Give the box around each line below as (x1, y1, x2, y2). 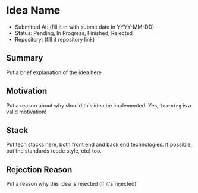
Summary (6, 53, 43, 63)
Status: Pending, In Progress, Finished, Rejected (14, 29, 133, 36)
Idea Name (6, 4, 61, 17)
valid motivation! (6, 108, 46, 115)
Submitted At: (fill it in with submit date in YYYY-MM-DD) (14, 23, 155, 30)
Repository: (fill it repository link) (14, 36, 95, 43)
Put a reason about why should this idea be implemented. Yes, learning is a (6, 102, 191, 109)
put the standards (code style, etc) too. (6, 147, 102, 154)
